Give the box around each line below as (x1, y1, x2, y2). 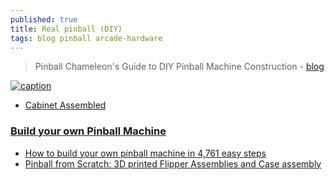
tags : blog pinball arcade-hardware (10, 33, 163, 43)
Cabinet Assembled (24, 99, 107, 111)
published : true (10, 14, 78, 25)
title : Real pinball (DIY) (10, 24, 123, 34)
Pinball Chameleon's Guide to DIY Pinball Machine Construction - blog (34, 61, 325, 73)
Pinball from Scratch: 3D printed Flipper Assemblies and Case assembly (24, 157, 322, 170)
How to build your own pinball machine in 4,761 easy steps (24, 147, 267, 159)
